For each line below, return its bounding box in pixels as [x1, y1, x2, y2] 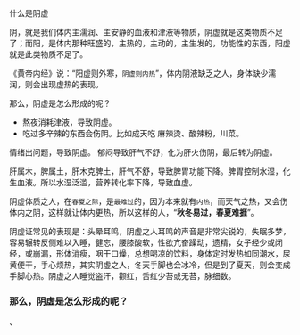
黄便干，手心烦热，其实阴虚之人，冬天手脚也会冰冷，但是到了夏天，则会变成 [9, 259, 291, 270]
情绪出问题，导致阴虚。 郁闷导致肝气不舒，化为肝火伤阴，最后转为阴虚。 [9, 147, 278, 158]
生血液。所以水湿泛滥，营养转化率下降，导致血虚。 [9, 177, 197, 187]
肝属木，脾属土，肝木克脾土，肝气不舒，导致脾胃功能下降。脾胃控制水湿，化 [9, 166, 291, 176]
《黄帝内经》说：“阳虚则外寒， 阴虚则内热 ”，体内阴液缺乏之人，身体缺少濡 [9, 68, 277, 78]
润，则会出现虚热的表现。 [9, 79, 104, 89]
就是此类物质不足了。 [9, 49, 87, 60]
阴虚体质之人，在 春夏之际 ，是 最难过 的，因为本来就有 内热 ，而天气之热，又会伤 [9, 196, 288, 207]
